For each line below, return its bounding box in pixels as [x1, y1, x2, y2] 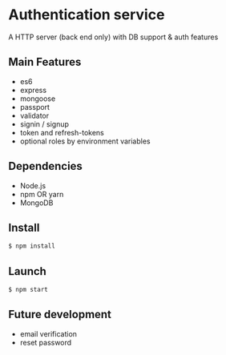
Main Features [8, 55, 82, 69]
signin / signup [19, 119, 70, 129]
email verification [19, 329, 78, 338]
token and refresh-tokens [19, 127, 104, 137]
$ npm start [8, 286, 48, 294]
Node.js [19, 180, 46, 190]
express [19, 85, 46, 95]
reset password [19, 337, 72, 347]
